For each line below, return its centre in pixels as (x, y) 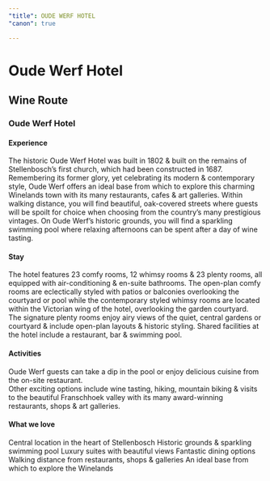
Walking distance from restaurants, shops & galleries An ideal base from (129, 459)
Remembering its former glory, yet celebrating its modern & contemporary (132, 178)
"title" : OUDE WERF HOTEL (52, 16)
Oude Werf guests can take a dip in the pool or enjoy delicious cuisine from (134, 371)
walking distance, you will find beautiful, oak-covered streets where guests (133, 204)
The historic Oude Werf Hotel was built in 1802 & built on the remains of (128, 161)
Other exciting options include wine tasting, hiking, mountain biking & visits (133, 389)
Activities (25, 353)
